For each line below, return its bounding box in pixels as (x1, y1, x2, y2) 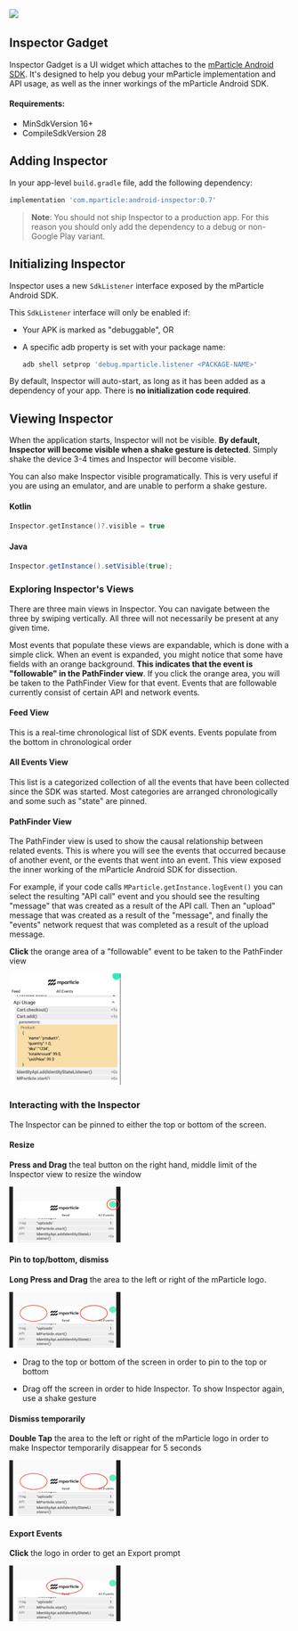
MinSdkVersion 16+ (21, 119, 93, 129)
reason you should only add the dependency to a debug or (30, 221, 246, 232)
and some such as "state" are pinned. (9, 796, 148, 807)
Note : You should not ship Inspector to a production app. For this (30, 211, 270, 222)
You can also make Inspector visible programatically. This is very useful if (9, 471, 278, 482)
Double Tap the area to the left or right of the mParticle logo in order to (9, 1433, 270, 1444)
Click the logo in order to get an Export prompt (9, 1548, 181, 1559)
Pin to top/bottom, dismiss (9, 1254, 109, 1265)
